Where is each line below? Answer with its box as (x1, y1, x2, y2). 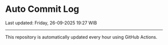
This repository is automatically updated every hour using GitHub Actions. (5, 34, 157, 40)
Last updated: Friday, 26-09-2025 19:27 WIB (5, 20, 97, 26)
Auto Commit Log (5, 3, 79, 15)
